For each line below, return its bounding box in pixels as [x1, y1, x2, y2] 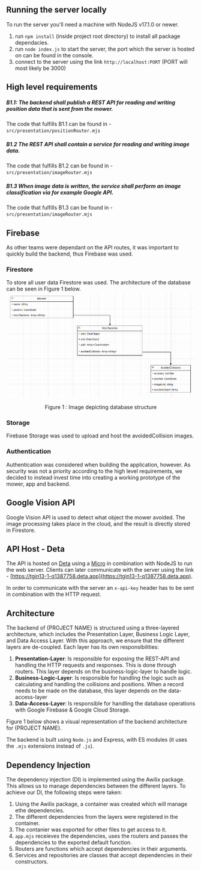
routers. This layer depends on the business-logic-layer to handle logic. [14, 668, 192, 675]
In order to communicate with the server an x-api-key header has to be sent [6, 584, 194, 592]
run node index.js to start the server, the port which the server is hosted [14, 45, 195, 52]
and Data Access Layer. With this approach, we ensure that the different [6, 637, 184, 644]
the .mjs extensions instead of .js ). [6, 742, 94, 750]
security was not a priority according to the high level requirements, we [6, 467, 183, 475]
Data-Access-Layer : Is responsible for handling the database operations [14, 700, 196, 707]
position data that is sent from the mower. [6, 105, 113, 112]
